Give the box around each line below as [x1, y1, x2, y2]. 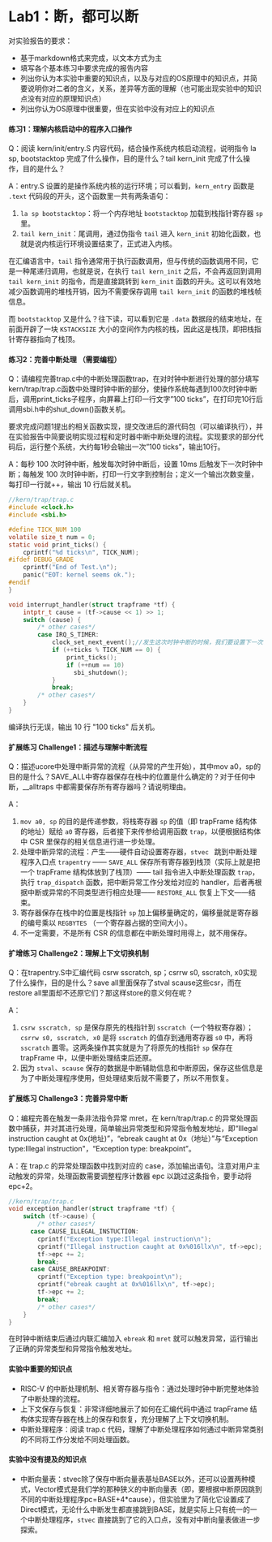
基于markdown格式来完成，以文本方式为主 [19, 53, 163, 63]
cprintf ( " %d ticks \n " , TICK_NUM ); [23, 548, 139, 556]
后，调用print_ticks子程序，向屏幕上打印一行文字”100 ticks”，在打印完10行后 [8, 395, 263, 404]
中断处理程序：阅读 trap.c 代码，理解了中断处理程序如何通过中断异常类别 [19, 1424, 264, 1434]
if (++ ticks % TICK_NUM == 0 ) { [51, 646, 161, 654]
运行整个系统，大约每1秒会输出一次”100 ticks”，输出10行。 [29, 442, 225, 451]
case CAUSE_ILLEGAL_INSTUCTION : [29, 1228, 139, 1236]
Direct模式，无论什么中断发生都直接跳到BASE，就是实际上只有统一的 [19, 1504, 251, 1514]
